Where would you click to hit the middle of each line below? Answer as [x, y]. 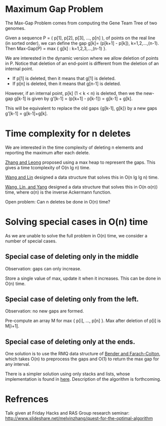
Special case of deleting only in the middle [72, 257]
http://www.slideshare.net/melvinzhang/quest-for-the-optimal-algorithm [79, 419]
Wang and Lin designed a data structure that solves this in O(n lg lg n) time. [82, 177]
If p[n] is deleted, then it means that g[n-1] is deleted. [67, 84]
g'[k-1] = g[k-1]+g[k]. [27, 113]
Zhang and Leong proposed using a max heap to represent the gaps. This [80, 162]
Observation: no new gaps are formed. [45, 311]
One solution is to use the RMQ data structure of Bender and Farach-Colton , [83, 354]
